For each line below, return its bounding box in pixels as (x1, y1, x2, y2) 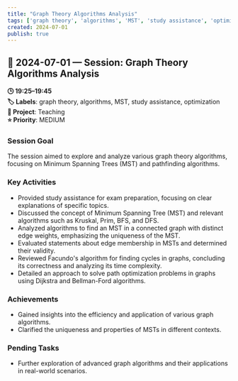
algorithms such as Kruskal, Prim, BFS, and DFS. (17, 216, 159, 224)
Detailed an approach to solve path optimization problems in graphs (17, 269, 216, 277)
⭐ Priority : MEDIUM (7, 116, 65, 124)
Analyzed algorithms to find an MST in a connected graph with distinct (17, 223, 224, 232)
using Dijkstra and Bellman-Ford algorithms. (17, 276, 147, 285)
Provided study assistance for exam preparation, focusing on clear (17, 193, 212, 202)
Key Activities (7, 177, 57, 187)
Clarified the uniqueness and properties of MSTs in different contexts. (17, 325, 222, 333)
